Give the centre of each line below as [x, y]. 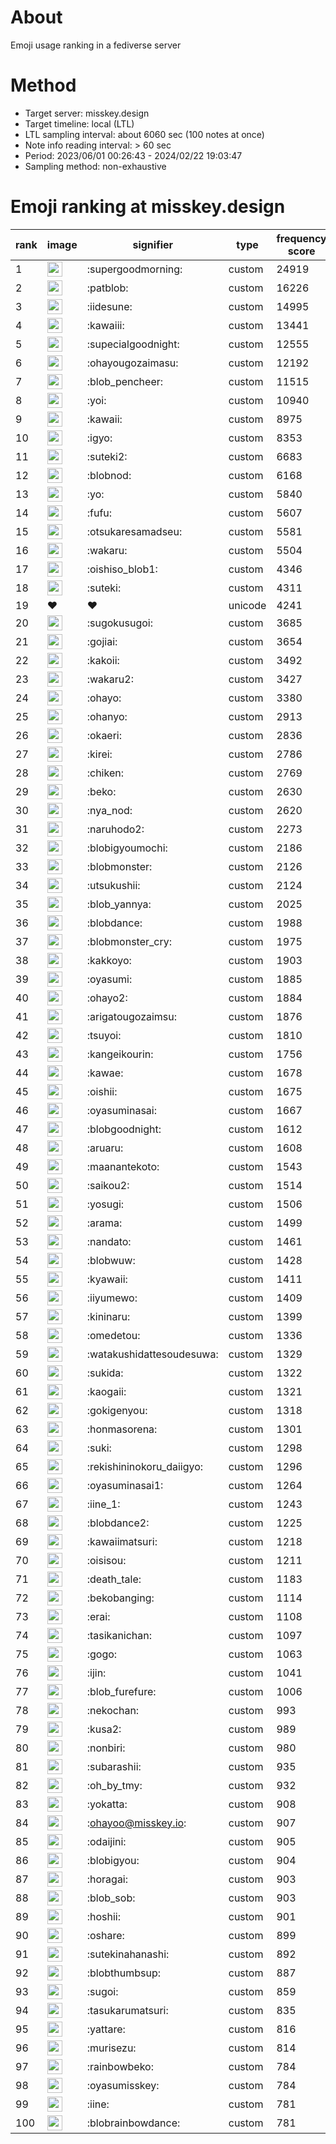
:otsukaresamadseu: [134, 531]
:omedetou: [113, 1335]
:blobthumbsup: [124, 1973]
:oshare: [105, 1935]
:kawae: [105, 1073]
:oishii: [102, 1091]
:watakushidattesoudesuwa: [152, 1354]
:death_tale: [114, 1579]
